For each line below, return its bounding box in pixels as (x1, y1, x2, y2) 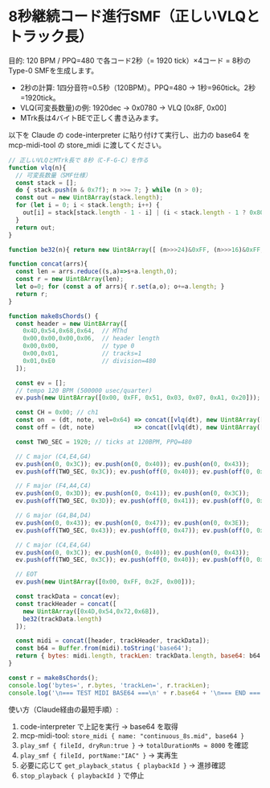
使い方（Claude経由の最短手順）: (8, 704, 119, 714)
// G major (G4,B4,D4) (15, 512, 92, 520)
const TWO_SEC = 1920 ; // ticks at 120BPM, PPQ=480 (15, 438, 193, 446)
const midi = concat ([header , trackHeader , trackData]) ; (15, 637, 211, 645)
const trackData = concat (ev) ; (15, 592, 121, 600)
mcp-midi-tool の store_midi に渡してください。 (8, 140, 166, 150)
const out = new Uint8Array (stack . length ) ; (15, 194, 163, 202)
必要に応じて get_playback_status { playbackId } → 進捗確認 (19, 760, 227, 769)
